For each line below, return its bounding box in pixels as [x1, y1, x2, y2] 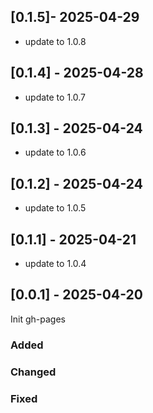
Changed [10, 365, 57, 379]
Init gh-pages [10, 313, 66, 325]
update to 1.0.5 [24, 202, 87, 214]
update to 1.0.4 [24, 258, 87, 270]
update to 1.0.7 [24, 91, 87, 103]
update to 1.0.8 [24, 35, 87, 47]
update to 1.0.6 [24, 146, 87, 159]
